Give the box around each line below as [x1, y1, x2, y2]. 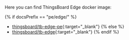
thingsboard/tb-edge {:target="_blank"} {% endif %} [11, 29, 119, 34]
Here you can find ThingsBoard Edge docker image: [4, 4, 112, 10]
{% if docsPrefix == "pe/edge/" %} [4, 14, 77, 19]
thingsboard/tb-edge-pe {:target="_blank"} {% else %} [11, 23, 124, 29]
